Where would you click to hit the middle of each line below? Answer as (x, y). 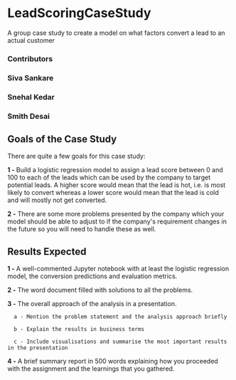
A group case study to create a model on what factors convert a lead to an (116, 33)
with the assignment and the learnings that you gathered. (91, 369)
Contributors (30, 58)
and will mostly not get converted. (57, 200)
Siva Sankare (31, 78)
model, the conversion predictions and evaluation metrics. (92, 276)
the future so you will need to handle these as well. (82, 229)
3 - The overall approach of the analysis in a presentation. (92, 304)
